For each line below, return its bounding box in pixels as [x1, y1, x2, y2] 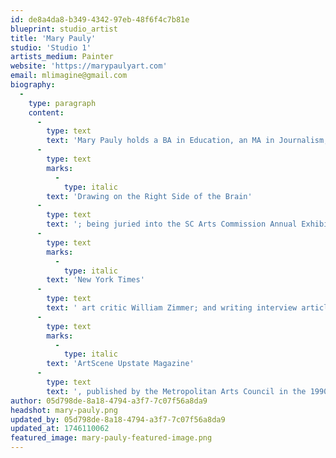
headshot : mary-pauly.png [10, 405, 118, 415]
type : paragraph [28, 98, 97, 108]
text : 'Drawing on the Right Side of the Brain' [46, 191, 253, 201]
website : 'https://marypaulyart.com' [10, 61, 168, 71]
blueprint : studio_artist [10, 24, 118, 34]
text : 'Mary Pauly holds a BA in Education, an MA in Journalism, [46, 136, 329, 146]
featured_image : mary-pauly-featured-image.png [10, 433, 213, 443]
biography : [10, 80, 56, 90]
